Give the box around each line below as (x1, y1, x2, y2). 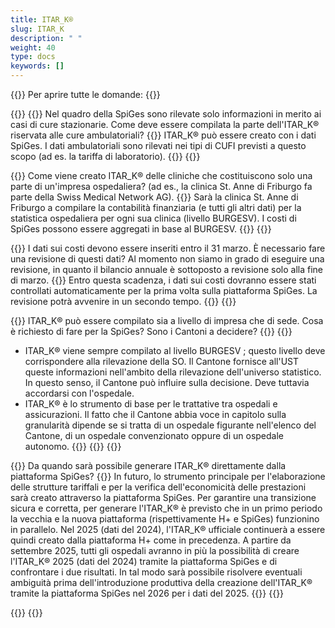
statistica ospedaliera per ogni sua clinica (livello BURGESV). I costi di (10, 212, 297, 224)
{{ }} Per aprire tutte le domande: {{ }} (10, 89, 161, 100)
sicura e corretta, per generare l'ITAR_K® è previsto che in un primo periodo (10, 502, 323, 514)
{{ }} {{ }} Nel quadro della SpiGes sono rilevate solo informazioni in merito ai (10, 108, 322, 120)
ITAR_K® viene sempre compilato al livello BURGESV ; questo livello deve (24, 345, 326, 356)
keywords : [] (10, 61, 65, 71)
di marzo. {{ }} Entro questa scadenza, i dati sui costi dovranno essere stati (10, 274, 317, 286)
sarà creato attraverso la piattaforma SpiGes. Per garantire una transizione (10, 492, 317, 503)
